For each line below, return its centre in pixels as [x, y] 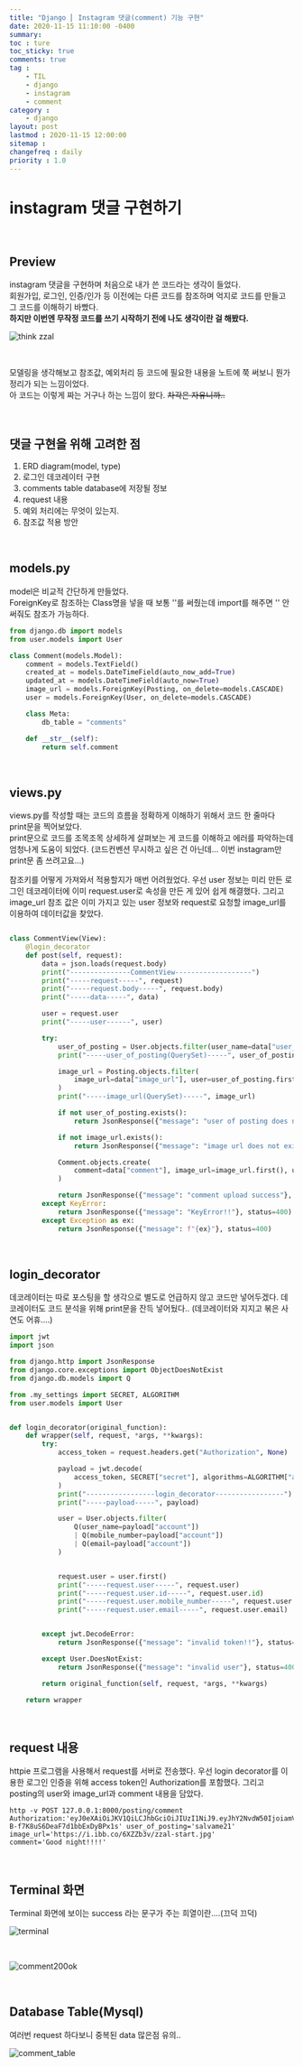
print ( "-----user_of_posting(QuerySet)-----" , [147, 1055]
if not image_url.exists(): [110, 1137]
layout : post [34, 127]
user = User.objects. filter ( [112, 1519]
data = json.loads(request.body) [105, 964]
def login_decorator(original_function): [88, 1427]
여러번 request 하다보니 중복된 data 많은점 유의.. [96, 2035]
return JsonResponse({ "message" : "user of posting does [181, 1121]
